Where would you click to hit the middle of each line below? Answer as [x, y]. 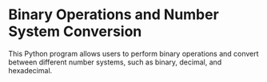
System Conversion [75, 31]
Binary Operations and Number [114, 15]
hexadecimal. [30, 70]
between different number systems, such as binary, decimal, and [115, 62]
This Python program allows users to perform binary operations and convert [133, 53]
